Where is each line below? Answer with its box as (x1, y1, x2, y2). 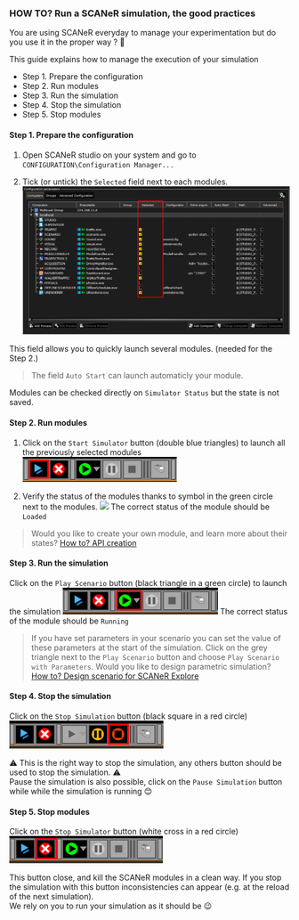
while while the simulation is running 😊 (9, 786, 153, 796)
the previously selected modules (21, 446, 142, 457)
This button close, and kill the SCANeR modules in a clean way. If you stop (9, 872, 282, 883)
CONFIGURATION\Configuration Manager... (21, 160, 174, 169)
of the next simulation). (9, 892, 94, 902)
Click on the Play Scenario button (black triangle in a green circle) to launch (9, 577, 287, 588)
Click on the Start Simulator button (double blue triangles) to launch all (21, 437, 286, 448)
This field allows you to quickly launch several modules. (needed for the (9, 344, 273, 354)
